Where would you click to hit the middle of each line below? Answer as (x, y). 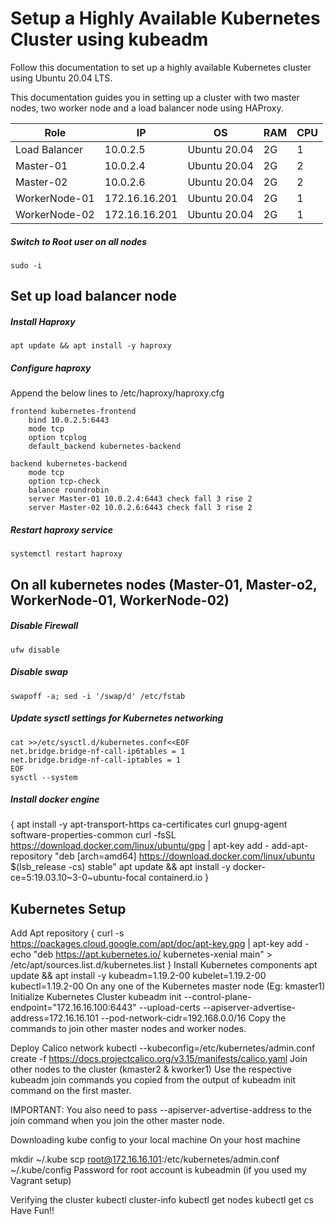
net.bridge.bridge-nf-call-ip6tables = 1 (98, 751)
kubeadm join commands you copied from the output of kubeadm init (153, 1080)
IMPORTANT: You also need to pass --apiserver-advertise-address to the (161, 1110)
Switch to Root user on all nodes (79, 241)
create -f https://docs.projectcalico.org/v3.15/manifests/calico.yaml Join (159, 1059)
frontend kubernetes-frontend (73, 412)
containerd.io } (179, 878)
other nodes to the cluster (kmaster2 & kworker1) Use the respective (151, 1069)
